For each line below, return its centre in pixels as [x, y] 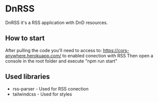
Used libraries [28, 77]
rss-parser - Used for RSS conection [51, 88]
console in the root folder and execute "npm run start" [61, 61]
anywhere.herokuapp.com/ [33, 55]
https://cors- [116, 50]
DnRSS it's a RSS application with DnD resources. [57, 22]
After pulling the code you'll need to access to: [54, 50]
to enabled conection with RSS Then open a [108, 55]
